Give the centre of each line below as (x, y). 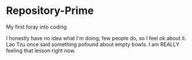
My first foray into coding (36, 27)
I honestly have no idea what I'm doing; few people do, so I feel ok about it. (96, 38)
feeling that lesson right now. (41, 50)
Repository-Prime (50, 11)
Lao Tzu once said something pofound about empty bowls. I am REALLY (93, 44)
